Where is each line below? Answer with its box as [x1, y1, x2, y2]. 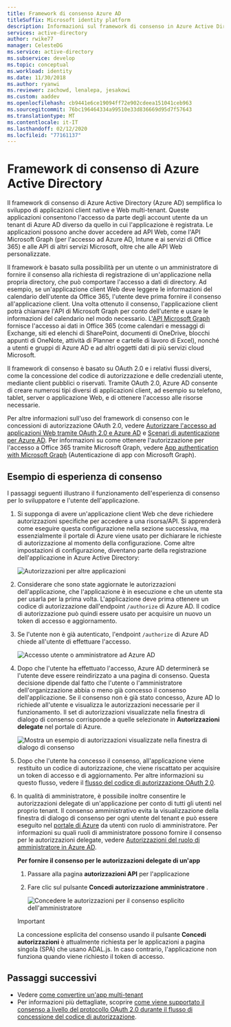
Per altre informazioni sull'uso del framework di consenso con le [7, 414, 190, 423]
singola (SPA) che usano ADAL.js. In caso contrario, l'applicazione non [16, 945, 217, 953]
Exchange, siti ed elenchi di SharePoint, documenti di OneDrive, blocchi [7, 329, 210, 337]
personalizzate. [7, 250, 51, 258]
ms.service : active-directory [7, 49, 94, 56]
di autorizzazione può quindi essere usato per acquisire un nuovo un [16, 610, 212, 617]
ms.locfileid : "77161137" [7, 131, 81, 138]
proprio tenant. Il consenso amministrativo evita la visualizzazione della [16, 807, 219, 814]
